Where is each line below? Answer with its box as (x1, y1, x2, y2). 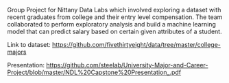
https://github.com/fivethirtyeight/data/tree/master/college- (52, 41, 221, 48)
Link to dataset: (7, 41, 51, 48)
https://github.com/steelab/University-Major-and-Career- (46, 61, 208, 69)
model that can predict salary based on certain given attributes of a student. (7, 27, 222, 35)
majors (7, 48, 27, 56)
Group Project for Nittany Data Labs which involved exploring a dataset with (7, 6, 221, 14)
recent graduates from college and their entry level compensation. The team (7, 13, 223, 21)
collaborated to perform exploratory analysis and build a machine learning (7, 20, 216, 28)
